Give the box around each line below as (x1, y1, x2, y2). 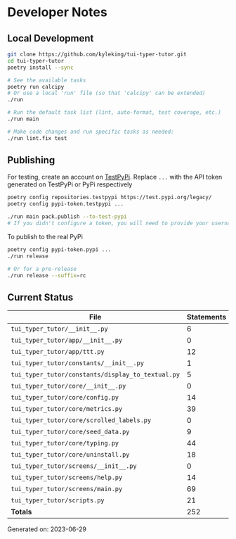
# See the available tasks (7, 77, 86, 84)
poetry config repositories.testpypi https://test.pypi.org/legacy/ (7, 194, 212, 201)
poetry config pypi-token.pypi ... (7, 246, 112, 253)
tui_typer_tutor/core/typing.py (11, 439, 119, 448)
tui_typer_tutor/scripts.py (11, 497, 105, 505)
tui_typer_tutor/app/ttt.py (11, 348, 105, 356)
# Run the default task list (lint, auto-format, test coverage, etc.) (7, 109, 221, 116)
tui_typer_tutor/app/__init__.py (11, 336, 123, 345)
